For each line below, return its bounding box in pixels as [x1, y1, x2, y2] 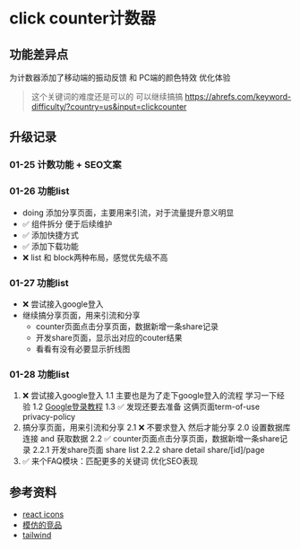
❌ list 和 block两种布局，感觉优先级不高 [21, 252, 168, 263]
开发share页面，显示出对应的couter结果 [35, 332, 183, 343]
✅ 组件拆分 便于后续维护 [21, 218, 113, 229]
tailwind [21, 530, 52, 541]
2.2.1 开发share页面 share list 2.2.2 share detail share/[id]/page [32, 445, 265, 456]
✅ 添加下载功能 [21, 240, 79, 251]
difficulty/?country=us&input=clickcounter [30, 101, 187, 112]
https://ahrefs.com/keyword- [184, 91, 292, 101]
